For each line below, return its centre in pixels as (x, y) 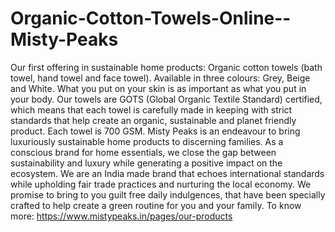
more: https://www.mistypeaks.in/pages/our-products (121, 216)
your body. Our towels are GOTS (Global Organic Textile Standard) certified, (166, 99)
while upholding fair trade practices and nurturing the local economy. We (161, 184)
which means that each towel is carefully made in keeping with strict (151, 109)
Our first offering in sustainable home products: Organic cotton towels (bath (166, 67)
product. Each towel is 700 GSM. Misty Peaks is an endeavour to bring (155, 131)
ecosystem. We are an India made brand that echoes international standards (167, 173)
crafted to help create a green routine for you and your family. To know (156, 205)
